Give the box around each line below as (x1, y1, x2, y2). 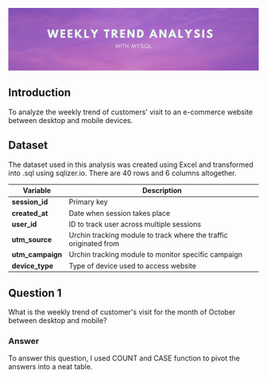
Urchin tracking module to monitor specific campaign (68, 250, 243, 260)
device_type (11, 260, 54, 270)
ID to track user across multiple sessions (68, 219, 201, 229)
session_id (11, 197, 48, 206)
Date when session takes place (68, 208, 171, 218)
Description (141, 186, 183, 195)
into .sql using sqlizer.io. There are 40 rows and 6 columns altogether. (8, 168, 237, 178)
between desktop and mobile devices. (8, 115, 133, 125)
